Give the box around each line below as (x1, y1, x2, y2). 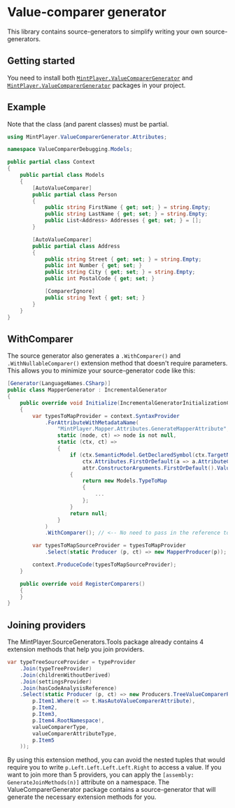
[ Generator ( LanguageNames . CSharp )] (7, 380, 111, 387)
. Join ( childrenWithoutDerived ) (20, 672, 111, 679)
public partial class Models (20, 172, 105, 179)
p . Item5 (32, 737, 55, 744)
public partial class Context (7, 159, 96, 166)
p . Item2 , (32, 704, 58, 712)
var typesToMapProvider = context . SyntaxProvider (32, 412, 180, 419)
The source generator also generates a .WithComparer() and (7, 352, 181, 360)
